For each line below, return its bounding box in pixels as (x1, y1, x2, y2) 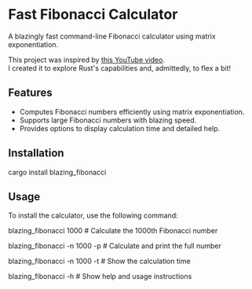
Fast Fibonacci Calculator (8, 5, 178, 24)
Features (8, 86, 53, 100)
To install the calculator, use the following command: (8, 210, 178, 221)
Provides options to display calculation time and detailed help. (19, 123, 221, 133)
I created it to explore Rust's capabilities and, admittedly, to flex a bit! (8, 63, 232, 72)
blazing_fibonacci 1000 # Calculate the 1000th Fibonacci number (8, 226, 218, 236)
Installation (8, 147, 64, 160)
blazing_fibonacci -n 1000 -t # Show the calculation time (8, 257, 191, 266)
